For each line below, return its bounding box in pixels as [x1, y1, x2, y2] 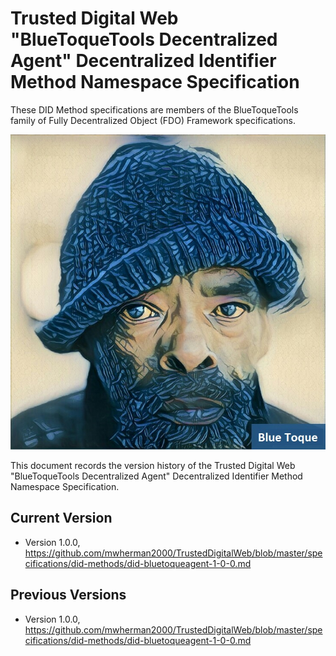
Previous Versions [10, 587, 127, 604]
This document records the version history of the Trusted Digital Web [10, 459, 296, 471]
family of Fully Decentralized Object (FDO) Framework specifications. [10, 114, 296, 126]
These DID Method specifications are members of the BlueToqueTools [10, 103, 299, 116]
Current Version [10, 510, 113, 527]
